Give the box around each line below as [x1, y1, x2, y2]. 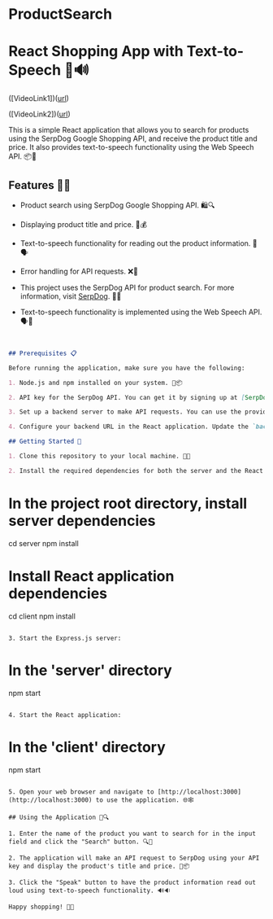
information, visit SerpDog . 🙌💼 [19, 291, 122, 301]
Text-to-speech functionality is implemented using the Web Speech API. [19, 307, 262, 317]
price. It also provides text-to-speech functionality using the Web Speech [8, 142, 254, 152]
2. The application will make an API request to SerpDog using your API [8, 854, 260, 862]
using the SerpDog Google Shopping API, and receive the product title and [8, 133, 258, 143]
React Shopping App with [8, 42, 184, 61]
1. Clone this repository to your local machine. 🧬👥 [8, 453, 191, 461]
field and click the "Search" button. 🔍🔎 [8, 838, 153, 846]
